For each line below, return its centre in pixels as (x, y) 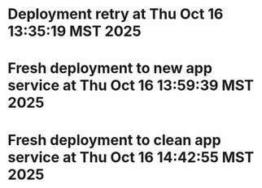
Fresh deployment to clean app (114, 140)
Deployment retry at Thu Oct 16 (116, 14)
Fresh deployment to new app (110, 68)
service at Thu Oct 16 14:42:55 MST (131, 157)
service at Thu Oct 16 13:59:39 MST (131, 85)
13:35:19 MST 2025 (74, 31)
